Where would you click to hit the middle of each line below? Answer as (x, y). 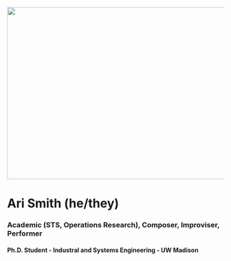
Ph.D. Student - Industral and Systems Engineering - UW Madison (103, 250)
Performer (25, 233)
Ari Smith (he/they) (63, 203)
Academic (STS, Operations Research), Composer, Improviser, (113, 225)
